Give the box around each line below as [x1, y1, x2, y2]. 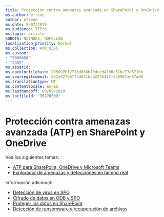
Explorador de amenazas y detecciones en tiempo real [12, 170, 128, 176]
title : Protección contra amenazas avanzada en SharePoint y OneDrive [5, 7, 159, 13]
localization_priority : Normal [5, 41, 72, 46]
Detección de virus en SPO [12, 189, 70, 195]
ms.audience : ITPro [5, 27, 47, 32]
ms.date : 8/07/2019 [5, 22, 47, 27]
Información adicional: [5, 180, 52, 186]
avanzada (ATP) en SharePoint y [5, 126, 145, 138]
